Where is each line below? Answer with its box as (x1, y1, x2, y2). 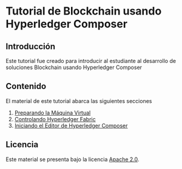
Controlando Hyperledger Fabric (14, 115, 96, 122)
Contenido (5, 81, 47, 91)
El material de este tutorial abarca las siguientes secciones (5, 97, 152, 104)
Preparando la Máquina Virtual (14, 109, 91, 116)
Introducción (5, 41, 56, 51)
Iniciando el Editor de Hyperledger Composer (14, 122, 128, 129)
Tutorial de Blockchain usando (5, 4, 162, 18)
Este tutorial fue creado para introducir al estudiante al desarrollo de (5, 58, 177, 64)
